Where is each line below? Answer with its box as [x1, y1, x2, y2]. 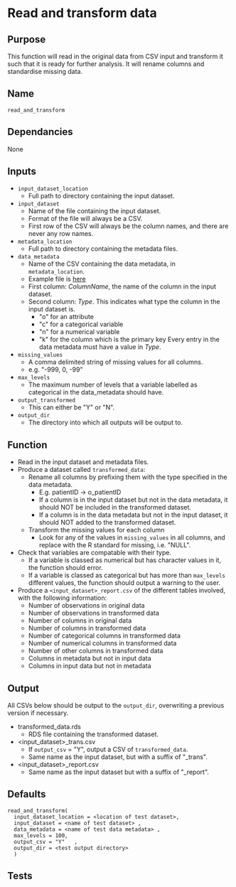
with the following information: [17, 593, 107, 602]
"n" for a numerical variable [38, 328, 120, 336]
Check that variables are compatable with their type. [17, 549, 172, 557]
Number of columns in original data [28, 616, 132, 625]
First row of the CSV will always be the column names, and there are [28, 222, 229, 230]
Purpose [7, 33, 46, 45]
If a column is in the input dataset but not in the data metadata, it [38, 495, 228, 504]
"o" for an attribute [38, 313, 95, 321]
